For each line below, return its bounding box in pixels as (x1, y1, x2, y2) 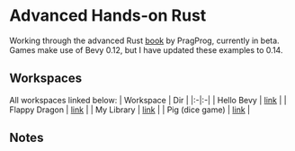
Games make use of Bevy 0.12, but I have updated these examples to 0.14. (9, 44, 283, 55)
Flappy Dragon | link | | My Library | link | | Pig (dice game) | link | (9, 104, 250, 115)
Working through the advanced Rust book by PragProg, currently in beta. (9, 35, 281, 46)
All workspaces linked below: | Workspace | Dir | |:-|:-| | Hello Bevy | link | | (9, 94, 287, 105)
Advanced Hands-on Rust (9, 5, 207, 26)
